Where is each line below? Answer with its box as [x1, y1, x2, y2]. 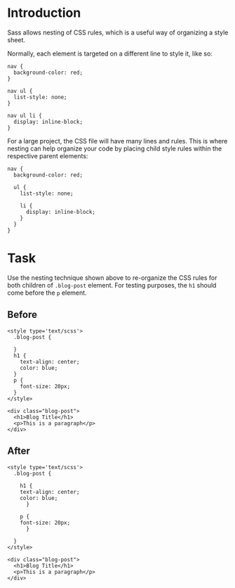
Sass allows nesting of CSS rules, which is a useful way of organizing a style [7, 28, 229, 37]
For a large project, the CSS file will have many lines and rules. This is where [7, 136, 228, 145]
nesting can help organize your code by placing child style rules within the [7, 144, 222, 153]
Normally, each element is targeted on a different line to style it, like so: [7, 49, 213, 58]
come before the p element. [7, 288, 87, 297]
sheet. [7, 35, 26, 44]
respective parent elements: [7, 151, 88, 160]
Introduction [7, 5, 81, 21]
